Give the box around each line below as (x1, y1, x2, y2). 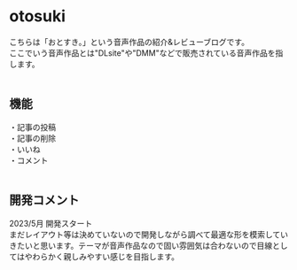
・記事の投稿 (9, 121, 56, 132)
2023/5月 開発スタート (9, 218, 93, 228)
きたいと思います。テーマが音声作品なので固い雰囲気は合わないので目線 (9, 240, 273, 251)
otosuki (9, 6, 66, 27)
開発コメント (9, 193, 80, 208)
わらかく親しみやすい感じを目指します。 (32, 251, 180, 262)
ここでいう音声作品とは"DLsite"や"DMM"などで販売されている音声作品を (9, 47, 276, 58)
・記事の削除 (9, 133, 56, 143)
